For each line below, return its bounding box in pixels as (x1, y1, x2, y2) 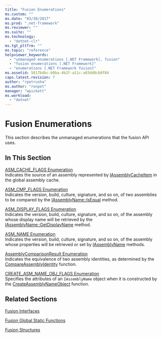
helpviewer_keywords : (5, 52, 49, 57)
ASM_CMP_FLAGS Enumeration (5, 186, 68, 192)
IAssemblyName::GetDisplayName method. (5, 222, 91, 228)
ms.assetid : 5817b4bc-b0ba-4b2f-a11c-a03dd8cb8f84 (5, 71, 109, 75)
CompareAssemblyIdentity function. (5, 261, 77, 267)
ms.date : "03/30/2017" (5, 16, 51, 21)
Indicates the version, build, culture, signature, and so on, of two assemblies (5, 192, 157, 197)
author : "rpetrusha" (5, 79, 47, 84)
